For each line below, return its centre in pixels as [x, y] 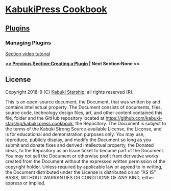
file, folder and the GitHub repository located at [55, 118]
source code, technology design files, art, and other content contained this [84, 113]
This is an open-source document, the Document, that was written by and [83, 102]
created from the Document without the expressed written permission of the [86, 161]
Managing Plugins [28, 43]
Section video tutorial [28, 53]
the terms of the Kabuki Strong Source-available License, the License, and [83, 129]
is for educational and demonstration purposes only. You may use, [75, 134]
